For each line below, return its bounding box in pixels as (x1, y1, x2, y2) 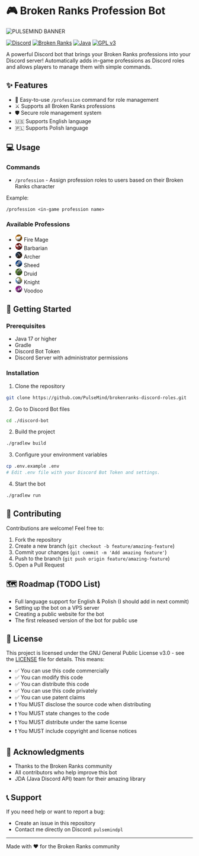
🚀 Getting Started (6, 304, 72, 314)
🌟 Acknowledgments (6, 746, 85, 757)
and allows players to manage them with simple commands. (6, 63, 152, 70)
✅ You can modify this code (14, 674, 84, 681)
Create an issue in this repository (14, 820, 96, 827)
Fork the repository (14, 536, 62, 543)
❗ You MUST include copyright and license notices (14, 728, 137, 735)
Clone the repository (14, 382, 65, 390)
